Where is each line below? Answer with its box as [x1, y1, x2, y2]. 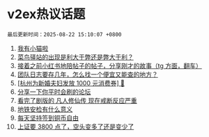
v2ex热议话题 [7, 6, 86, 22]
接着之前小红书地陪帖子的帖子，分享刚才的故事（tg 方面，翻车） [17, 61, 202, 70]
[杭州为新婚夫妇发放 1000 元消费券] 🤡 [17, 79, 125, 87]
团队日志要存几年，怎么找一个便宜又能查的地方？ [17, 70, 158, 79]
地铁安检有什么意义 [17, 105, 73, 113]
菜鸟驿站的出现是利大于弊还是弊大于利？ [17, 53, 134, 61]
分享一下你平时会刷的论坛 [17, 88, 91, 96]
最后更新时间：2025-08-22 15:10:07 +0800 [7, 31, 122, 38]
